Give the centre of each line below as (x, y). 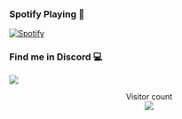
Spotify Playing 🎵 (47, 14)
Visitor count (149, 96)
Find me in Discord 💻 (56, 57)
